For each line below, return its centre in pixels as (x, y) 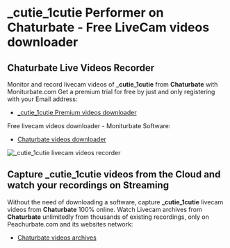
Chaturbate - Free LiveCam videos (108, 27)
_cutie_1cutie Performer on (85, 13)
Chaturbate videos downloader (61, 139)
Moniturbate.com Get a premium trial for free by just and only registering (111, 92)
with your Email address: (42, 99)
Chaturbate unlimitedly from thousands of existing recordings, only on (108, 217)
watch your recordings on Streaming (88, 185)
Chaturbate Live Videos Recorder (81, 68)
